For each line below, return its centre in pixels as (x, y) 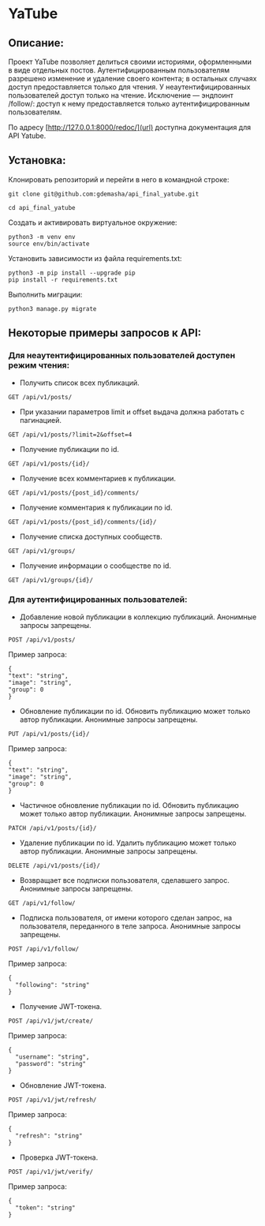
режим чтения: (39, 365)
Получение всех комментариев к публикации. (97, 478)
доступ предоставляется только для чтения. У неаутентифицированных (129, 87)
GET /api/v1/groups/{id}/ (50, 580)
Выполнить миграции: (45, 294)
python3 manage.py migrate (52, 308)
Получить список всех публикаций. (79, 383)
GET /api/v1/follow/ (42, 903)
